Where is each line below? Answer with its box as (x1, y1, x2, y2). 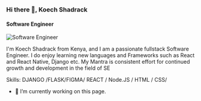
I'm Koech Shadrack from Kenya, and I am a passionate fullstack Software (6, 45, 189, 53)
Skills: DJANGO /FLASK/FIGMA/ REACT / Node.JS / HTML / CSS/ (6, 76, 167, 84)
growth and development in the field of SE (6, 64, 110, 72)
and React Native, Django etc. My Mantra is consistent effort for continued (6, 58, 190, 66)
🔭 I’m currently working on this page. (14, 88, 106, 95)
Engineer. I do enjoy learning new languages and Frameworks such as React (6, 52, 195, 59)
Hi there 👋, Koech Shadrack (6, 5, 88, 14)
